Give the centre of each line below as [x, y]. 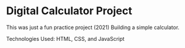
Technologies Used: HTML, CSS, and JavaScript [65, 39]
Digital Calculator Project [69, 11]
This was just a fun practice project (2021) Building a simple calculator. [93, 27]
